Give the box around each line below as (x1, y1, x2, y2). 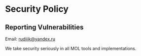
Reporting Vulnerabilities (5, 23, 84, 31)
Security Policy (5, 3, 69, 15)
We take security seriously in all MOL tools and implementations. (5, 46, 137, 51)
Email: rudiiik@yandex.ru (5, 36, 56, 42)
